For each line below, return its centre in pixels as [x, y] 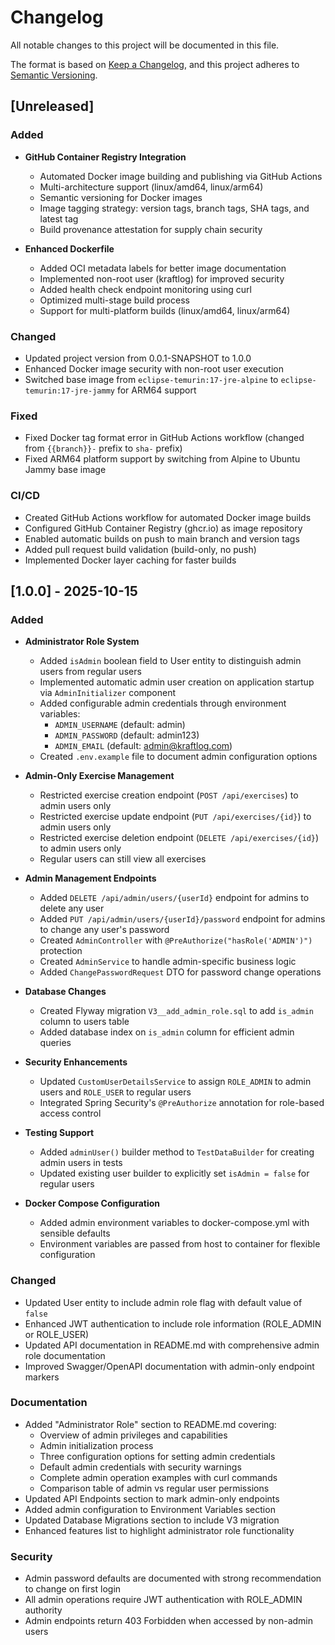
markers [42, 1377]
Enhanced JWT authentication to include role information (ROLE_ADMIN [173, 1323]
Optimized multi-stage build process [114, 300]
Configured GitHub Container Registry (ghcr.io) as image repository [163, 528]
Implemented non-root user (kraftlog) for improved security [162, 278]
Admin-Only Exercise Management [99, 776]
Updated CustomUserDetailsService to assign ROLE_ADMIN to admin [175, 1082]
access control [70, 1113]
